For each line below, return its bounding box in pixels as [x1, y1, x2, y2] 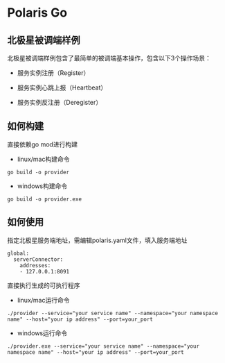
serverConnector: [13, 255, 64, 263]
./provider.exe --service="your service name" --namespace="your [7, 342, 199, 350]
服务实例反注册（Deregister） [17, 99, 102, 106]
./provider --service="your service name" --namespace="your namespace [7, 310, 218, 316]
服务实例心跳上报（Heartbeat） [17, 83, 107, 92]
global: [7, 250, 30, 257]
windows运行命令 [17, 328, 68, 337]
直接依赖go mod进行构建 [7, 140, 78, 149]
